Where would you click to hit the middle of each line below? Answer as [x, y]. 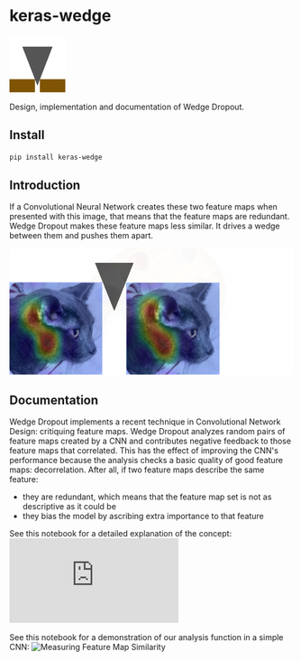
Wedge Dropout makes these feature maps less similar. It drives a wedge [145, 226]
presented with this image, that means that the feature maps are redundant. [150, 217]
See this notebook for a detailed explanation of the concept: [121, 534]
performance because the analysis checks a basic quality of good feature [146, 461]
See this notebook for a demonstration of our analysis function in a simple [146, 638]
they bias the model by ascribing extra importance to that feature [143, 517]
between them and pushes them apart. [81, 236]
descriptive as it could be [69, 507]
